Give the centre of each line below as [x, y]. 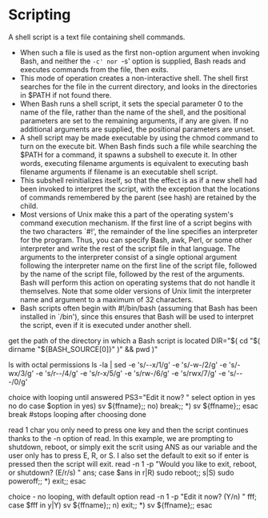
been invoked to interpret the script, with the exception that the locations [140, 188]
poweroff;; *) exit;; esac [47, 481]
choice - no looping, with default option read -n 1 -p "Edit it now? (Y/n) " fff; [133, 496]
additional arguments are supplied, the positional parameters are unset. [138, 129]
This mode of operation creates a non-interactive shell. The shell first [134, 78]
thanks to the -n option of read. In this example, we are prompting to [121, 438]
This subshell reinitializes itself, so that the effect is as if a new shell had [138, 180]
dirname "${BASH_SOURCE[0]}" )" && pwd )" [83, 349]
